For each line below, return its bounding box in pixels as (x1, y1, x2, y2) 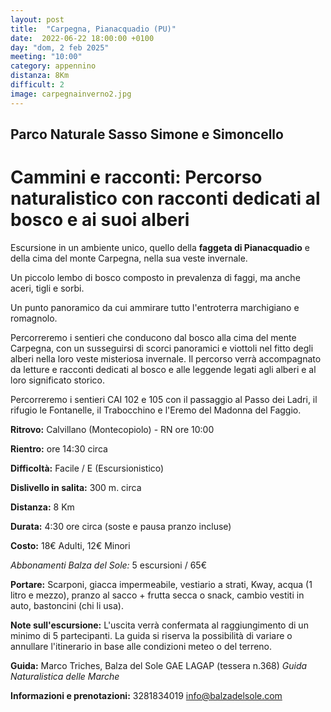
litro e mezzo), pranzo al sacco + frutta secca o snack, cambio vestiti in (10, 589, 305, 601)
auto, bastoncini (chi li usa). (10, 599, 124, 611)
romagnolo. (10, 312, 58, 324)
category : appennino (10, 61, 97, 71)
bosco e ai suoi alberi (10, 209, 190, 231)
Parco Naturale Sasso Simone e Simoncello (10, 126, 284, 143)
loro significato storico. (10, 374, 105, 386)
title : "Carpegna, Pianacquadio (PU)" (10, 24, 177, 34)
